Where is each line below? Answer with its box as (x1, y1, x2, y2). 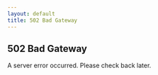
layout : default (7, 10, 55, 18)
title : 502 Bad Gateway (7, 17, 78, 24)
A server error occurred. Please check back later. (7, 61, 152, 70)
